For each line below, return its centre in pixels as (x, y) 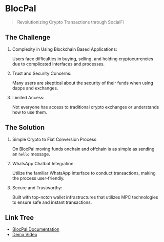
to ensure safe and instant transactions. (52, 202)
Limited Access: (28, 97)
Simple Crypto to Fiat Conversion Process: (55, 139)
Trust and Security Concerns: (42, 73)
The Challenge (28, 37)
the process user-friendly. (38, 178)
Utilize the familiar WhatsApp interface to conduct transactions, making (84, 173)
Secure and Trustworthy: (37, 187)
